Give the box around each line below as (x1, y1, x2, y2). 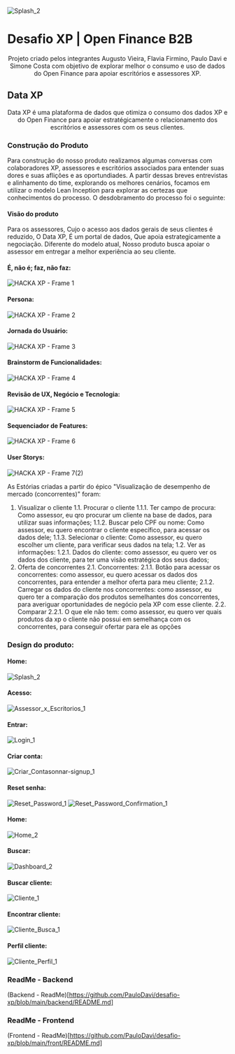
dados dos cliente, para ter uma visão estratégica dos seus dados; (17, 555, 210, 564)
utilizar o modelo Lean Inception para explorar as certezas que (7, 186, 187, 195)
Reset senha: (7, 784, 47, 791)
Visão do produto (7, 209, 59, 218)
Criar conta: (7, 751, 43, 760)
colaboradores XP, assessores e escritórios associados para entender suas (7, 164, 225, 172)
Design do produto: (7, 639, 75, 649)
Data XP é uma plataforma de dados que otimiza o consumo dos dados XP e (7, 108, 228, 116)
